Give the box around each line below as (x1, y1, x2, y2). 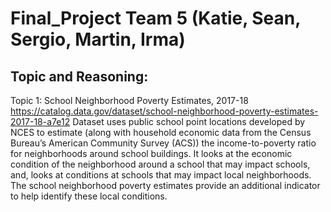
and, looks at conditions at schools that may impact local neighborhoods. (10, 169, 312, 181)
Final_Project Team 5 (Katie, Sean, (10, 7, 301, 30)
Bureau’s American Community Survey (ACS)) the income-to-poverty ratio (10, 137, 317, 149)
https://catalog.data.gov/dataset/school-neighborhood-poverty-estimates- (10, 105, 319, 117)
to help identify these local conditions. (10, 190, 168, 202)
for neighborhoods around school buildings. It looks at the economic (10, 148, 293, 159)
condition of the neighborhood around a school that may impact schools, (10, 158, 311, 170)
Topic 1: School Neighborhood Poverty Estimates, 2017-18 (10, 95, 249, 106)
